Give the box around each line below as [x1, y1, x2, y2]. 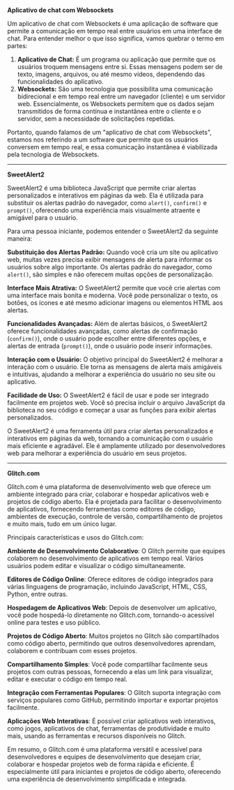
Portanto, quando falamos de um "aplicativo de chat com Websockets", [7, 128, 212, 136]
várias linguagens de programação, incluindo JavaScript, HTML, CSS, [7, 583, 208, 590]
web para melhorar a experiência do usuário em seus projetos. [7, 449, 187, 457]
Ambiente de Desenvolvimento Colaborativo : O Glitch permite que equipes [7, 547, 226, 555]
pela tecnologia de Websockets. [7, 150, 100, 158]
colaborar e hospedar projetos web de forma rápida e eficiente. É [7, 760, 195, 768]
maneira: [7, 234, 33, 243]
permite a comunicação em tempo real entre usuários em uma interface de [7, 27, 222, 35]
